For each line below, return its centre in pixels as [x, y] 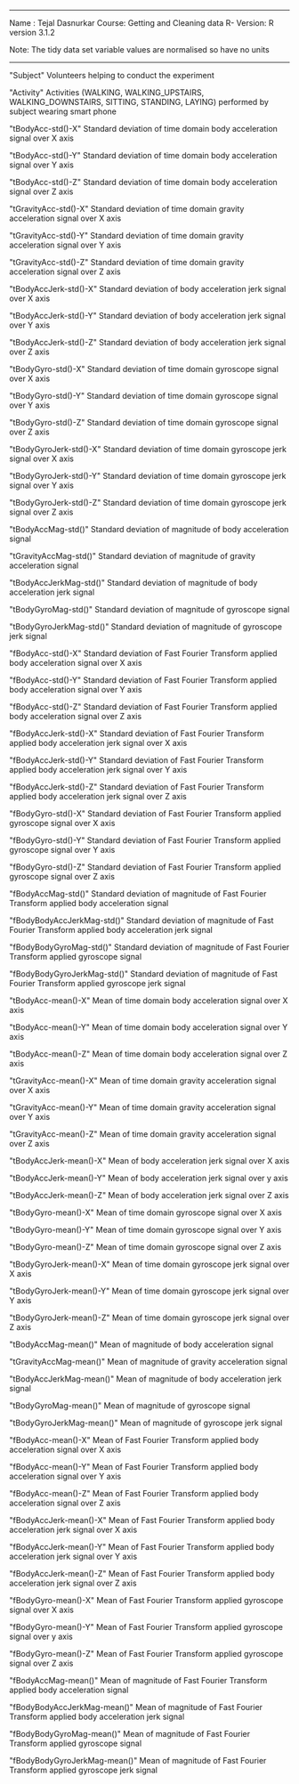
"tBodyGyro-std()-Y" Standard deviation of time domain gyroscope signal [144, 396]
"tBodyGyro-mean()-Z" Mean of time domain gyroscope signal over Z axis [145, 1247]
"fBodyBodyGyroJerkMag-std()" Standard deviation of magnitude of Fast [144, 974]
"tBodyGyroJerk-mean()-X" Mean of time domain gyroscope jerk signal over [149, 1264]
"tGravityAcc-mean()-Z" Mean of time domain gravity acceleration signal [143, 1134]
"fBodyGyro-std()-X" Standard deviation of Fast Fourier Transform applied [145, 814]
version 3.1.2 [32, 32]
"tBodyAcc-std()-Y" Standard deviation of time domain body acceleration [143, 155]
